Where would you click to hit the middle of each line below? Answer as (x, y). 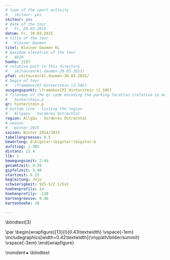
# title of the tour (27, 39)
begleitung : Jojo (24, 180)
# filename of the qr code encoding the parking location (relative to (82, 95)
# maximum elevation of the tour (40, 52)
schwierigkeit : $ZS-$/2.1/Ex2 (37, 184)
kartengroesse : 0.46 (27, 198)
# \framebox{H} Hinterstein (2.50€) (46, 85)
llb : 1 (12, 156)
